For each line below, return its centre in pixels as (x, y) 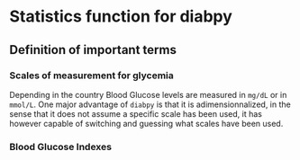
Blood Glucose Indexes (61, 147)
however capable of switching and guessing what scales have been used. (146, 123)
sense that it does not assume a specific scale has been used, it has (136, 113)
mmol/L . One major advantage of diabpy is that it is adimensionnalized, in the (150, 104)
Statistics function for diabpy (121, 17)
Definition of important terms (93, 50)
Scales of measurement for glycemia (91, 76)
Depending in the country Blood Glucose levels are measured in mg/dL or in (148, 94)
